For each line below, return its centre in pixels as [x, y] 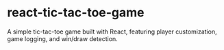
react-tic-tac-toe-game [76, 13]
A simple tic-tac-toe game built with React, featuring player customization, [112, 32]
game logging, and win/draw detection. [62, 38]
